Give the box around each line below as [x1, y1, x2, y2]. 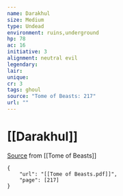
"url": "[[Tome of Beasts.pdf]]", [19, 171, 118, 177]
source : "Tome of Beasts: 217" [7, 93, 96, 100]
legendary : [7, 61, 38, 68]
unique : [7, 73, 29, 81]
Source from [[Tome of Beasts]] [7, 151, 97, 160]
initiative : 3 [7, 49, 48, 56]
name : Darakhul [7, 10, 51, 17]
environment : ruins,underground [7, 29, 99, 36]
